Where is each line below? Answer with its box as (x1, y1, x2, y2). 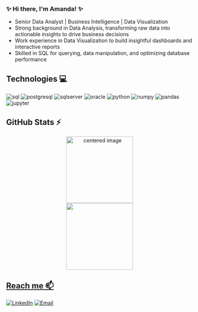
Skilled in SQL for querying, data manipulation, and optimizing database (14, 50, 190, 57)
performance (14, 56, 47, 63)
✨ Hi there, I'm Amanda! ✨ (6, 5, 84, 13)
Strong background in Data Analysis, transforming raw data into (14, 24, 171, 31)
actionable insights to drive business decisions (14, 31, 129, 38)
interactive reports (14, 43, 60, 50)
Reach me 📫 (6, 281, 55, 291)
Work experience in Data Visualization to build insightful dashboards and (14, 37, 193, 44)
